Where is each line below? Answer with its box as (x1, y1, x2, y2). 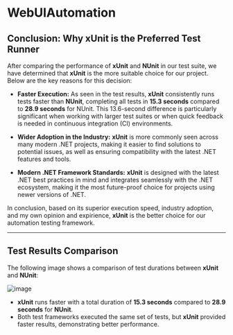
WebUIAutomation (7, 5, 116, 21)
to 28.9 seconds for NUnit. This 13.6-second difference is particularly (17, 105, 217, 112)
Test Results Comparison (7, 245, 119, 257)
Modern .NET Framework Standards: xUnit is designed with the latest (17, 169, 220, 176)
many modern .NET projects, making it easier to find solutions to (17, 140, 201, 148)
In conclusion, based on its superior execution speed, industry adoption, (7, 204, 214, 212)
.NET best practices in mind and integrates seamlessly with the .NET (17, 175, 214, 184)
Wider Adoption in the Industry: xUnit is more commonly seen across (17, 133, 218, 141)
